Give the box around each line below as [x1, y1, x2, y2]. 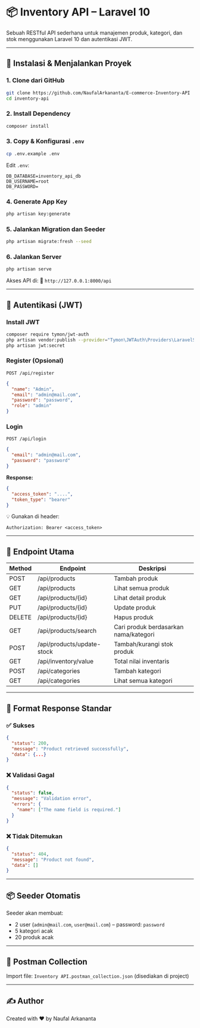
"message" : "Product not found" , [11, 857, 95, 863]
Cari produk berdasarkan [114, 623, 184, 631]
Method [9, 564, 32, 573]
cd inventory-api [6, 96, 49, 101]
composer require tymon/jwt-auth [6, 331, 89, 337]
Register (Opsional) [6, 356, 64, 365]
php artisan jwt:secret [6, 342, 65, 349]
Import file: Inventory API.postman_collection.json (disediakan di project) [6, 972, 189, 980]
